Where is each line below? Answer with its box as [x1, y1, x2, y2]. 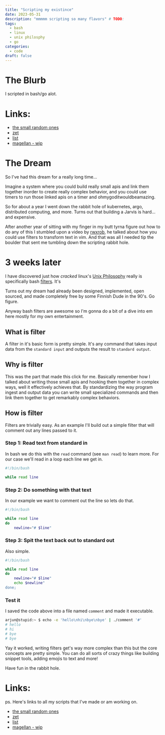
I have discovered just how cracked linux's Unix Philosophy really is [5, 273, 142, 279]
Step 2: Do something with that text [5, 486, 92, 493]
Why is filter [5, 361, 43, 369]
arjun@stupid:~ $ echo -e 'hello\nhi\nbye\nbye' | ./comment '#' [5, 618, 142, 623]
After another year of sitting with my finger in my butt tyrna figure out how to [5, 224, 161, 230]
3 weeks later [5, 257, 62, 268]
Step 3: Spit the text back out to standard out [5, 537, 115, 544]
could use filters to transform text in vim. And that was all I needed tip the [5, 234, 154, 240]
